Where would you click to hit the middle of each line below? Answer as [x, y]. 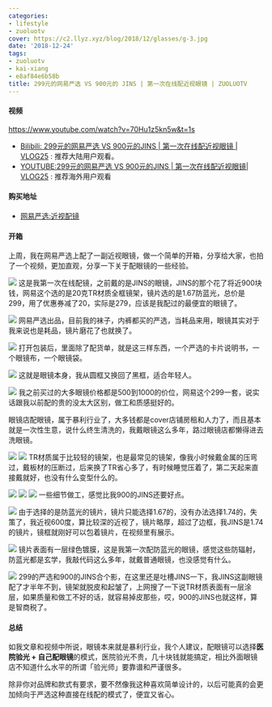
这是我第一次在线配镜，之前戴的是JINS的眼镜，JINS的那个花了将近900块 [140, 283]
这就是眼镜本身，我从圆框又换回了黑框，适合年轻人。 [107, 375]
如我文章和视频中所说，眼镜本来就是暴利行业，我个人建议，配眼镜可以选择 [132, 647]
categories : [28, 16]
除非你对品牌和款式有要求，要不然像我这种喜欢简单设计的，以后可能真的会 [132, 684]
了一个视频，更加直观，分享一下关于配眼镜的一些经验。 [100, 266]
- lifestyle [28, 24]
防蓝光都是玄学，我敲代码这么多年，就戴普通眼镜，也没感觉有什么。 [122, 559]
